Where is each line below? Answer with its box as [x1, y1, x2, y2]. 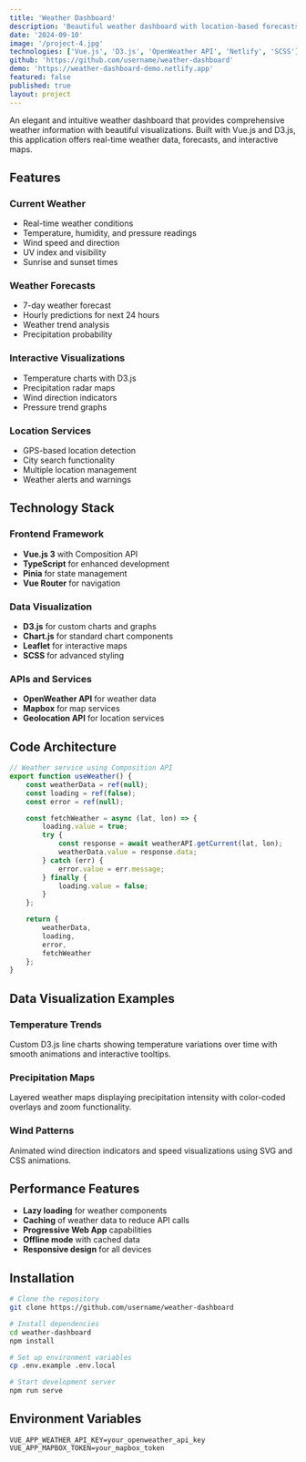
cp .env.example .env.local [9, 1361, 117, 1371]
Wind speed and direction [22, 238, 120, 249]
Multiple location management [22, 465, 137, 475]
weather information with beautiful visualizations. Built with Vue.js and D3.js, [9, 124, 296, 135]
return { [25, 915, 59, 925]
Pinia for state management [22, 567, 127, 578]
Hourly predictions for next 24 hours [22, 310, 160, 321]
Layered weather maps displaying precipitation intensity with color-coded [9, 1092, 286, 1103]
